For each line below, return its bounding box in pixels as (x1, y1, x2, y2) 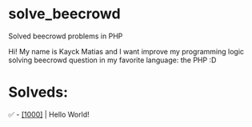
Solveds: (8, 83, 69, 101)
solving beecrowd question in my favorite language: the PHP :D (8, 55, 217, 65)
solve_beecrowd (8, 5, 122, 23)
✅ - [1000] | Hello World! (8, 109, 90, 119)
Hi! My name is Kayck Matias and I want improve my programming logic (8, 46, 245, 56)
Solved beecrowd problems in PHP (8, 31, 123, 41)
